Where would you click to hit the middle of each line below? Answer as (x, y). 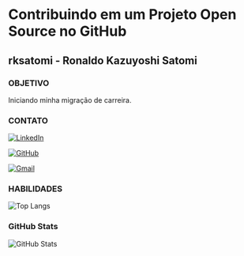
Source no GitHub (68, 31)
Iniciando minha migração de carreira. (70, 100)
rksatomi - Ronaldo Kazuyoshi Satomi (103, 60)
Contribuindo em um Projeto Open (122, 15)
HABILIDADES (36, 189)
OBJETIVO (29, 83)
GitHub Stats (33, 227)
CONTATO (28, 120)
